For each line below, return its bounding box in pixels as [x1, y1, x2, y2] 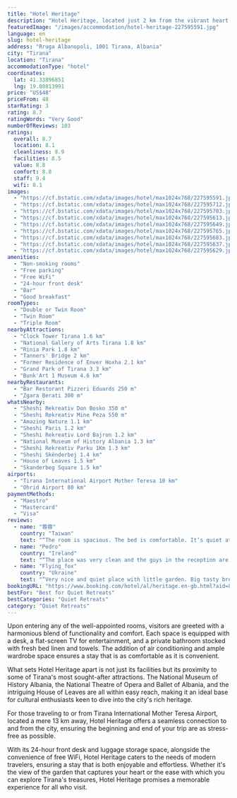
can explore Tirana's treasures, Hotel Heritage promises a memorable [7, 775, 210, 784]
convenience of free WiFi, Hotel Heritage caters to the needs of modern [7, 753, 217, 761]
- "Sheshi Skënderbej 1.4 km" [13, 451, 102, 458]
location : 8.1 [13, 142, 55, 149]
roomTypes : [7, 300, 39, 307]
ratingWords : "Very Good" [7, 115, 83, 122]
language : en [7, 30, 46, 37]
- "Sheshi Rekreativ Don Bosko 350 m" [13, 405, 128, 412]
